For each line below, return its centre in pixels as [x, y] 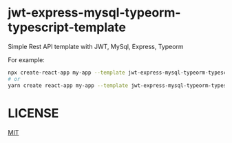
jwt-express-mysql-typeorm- [94, 13]
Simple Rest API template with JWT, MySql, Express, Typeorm [96, 46]
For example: [27, 59]
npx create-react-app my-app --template [67, 73]
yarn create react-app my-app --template [68, 85]
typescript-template [67, 27]
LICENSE [33, 113]
